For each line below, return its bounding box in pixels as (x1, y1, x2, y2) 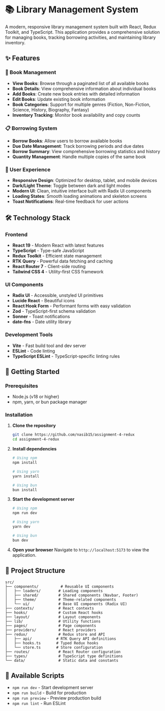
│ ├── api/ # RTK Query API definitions (5, 636, 116, 641)
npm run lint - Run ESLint (12, 701, 66, 707)
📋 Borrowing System (5, 125, 57, 132)
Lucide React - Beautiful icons (12, 298, 75, 304)
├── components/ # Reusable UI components (5, 584, 114, 589)
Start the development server (12, 496, 75, 502)
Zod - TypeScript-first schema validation (12, 308, 96, 314)
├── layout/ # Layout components (5, 615, 101, 620)
